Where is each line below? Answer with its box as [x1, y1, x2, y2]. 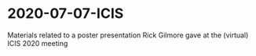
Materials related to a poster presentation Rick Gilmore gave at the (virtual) [7, 30, 249, 40]
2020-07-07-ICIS [7, 5, 124, 23]
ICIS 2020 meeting [7, 38, 68, 47]
